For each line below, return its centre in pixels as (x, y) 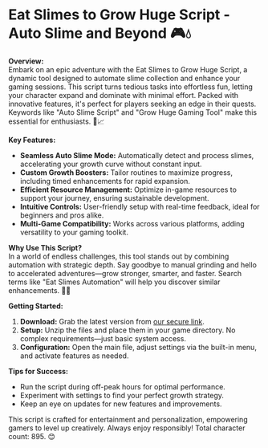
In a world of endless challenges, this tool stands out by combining (119, 256)
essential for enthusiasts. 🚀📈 (57, 121)
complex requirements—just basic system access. (103, 338)
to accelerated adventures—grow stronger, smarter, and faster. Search (125, 273)
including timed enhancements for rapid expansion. (105, 181)
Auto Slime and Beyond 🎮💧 (100, 33)
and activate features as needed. (74, 356)
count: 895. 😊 (32, 436)
